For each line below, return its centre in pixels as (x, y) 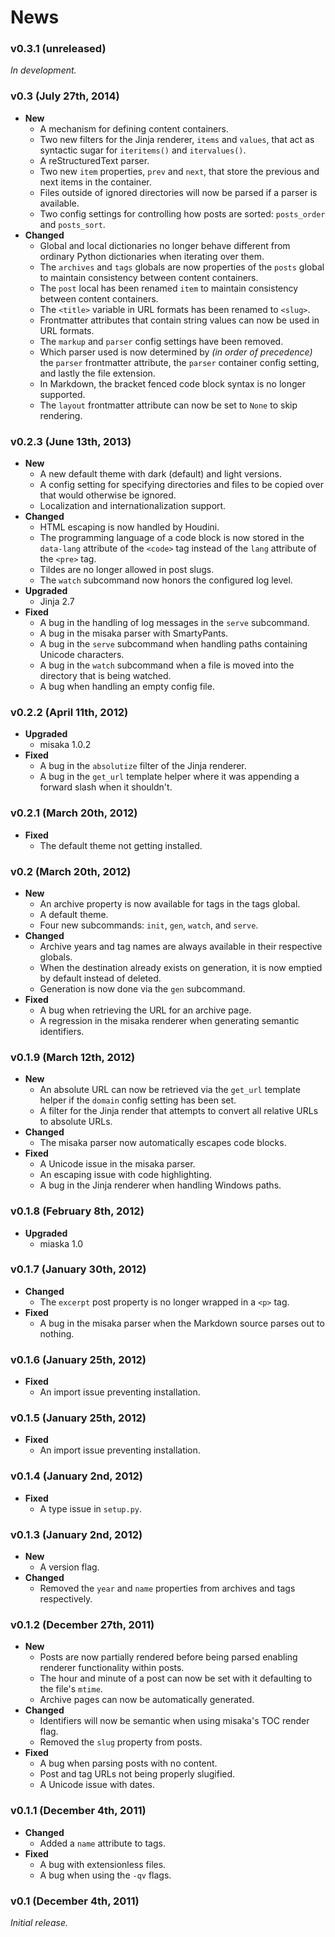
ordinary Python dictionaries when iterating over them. (152, 256)
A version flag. (69, 1567)
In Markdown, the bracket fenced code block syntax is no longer (172, 383)
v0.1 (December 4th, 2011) (75, 1901)
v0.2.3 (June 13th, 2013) (71, 441)
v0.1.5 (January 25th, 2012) (78, 1418)
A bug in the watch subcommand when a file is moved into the (167, 665)
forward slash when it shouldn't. (106, 787)
